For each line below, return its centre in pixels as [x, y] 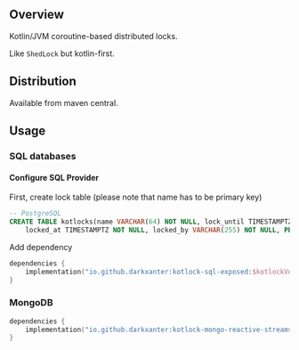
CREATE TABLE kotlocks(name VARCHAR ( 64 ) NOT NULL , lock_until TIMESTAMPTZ [151, 222]
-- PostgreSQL [36, 214]
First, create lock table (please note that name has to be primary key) [136, 197]
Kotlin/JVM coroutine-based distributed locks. [93, 36]
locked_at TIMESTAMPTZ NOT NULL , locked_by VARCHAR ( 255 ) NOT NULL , [153, 230]
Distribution [43, 81]
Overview [37, 15]
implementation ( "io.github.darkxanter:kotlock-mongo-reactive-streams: [161, 330]
